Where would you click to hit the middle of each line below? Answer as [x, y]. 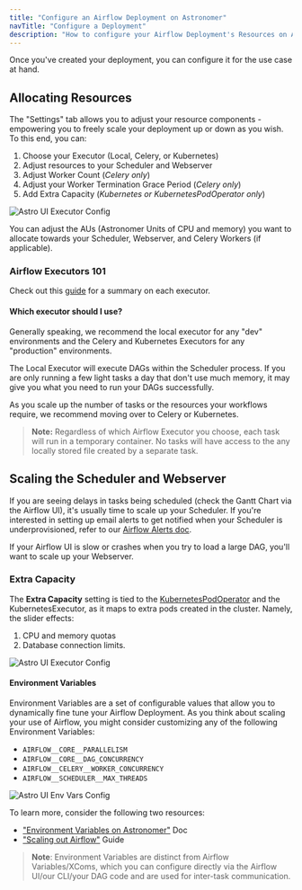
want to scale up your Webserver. [72, 556]
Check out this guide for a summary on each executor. [110, 291]
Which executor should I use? [66, 312]
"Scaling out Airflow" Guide [73, 840]
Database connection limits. [74, 645]
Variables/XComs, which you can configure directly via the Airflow [154, 867]
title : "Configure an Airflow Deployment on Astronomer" [118, 18]
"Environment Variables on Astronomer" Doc [105, 830]
